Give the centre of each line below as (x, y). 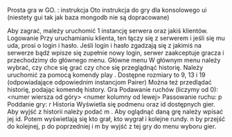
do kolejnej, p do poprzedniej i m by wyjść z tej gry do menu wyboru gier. (112, 126)
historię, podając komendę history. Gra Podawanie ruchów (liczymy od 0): (113, 90)
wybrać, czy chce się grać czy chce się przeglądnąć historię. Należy (105, 67)
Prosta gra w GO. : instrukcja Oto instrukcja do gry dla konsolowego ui (107, 10)
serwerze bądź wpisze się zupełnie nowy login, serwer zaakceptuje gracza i (116, 53)
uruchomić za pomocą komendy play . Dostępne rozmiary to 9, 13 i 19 (106, 75)
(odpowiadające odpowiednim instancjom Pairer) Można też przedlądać (110, 82)
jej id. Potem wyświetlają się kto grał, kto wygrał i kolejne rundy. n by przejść (116, 119)
